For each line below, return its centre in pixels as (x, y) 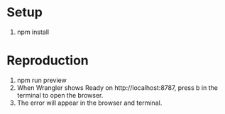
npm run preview (42, 80)
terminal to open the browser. (60, 95)
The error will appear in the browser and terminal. (89, 103)
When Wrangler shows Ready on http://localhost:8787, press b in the (117, 87)
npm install (33, 32)
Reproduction (48, 61)
